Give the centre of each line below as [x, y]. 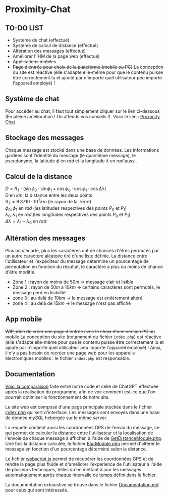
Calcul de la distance [39, 177]
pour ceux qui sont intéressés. [37, 490]
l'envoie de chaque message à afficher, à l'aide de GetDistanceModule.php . [84, 438]
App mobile [24, 319]
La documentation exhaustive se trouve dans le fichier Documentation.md [82, 484]
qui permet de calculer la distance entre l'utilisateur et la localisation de [79, 433]
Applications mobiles [34, 61]
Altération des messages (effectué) [49, 51]
